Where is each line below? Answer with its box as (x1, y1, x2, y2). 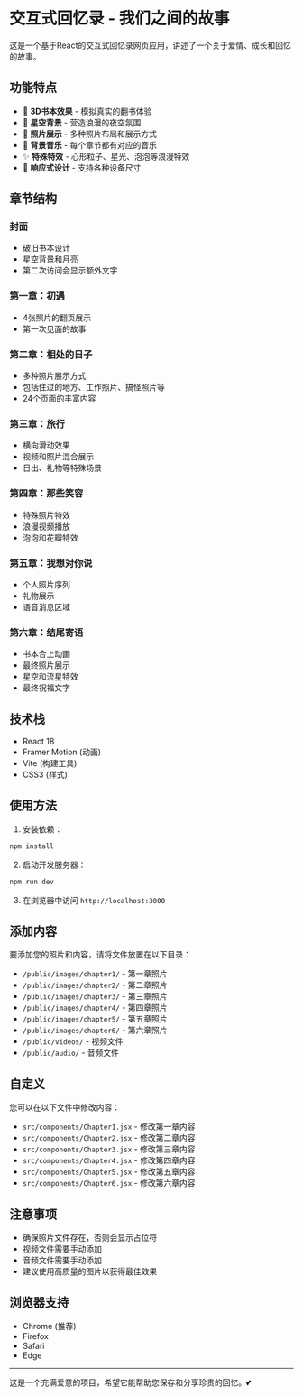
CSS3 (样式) (22, 769, 68, 781)
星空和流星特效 (22, 671, 78, 682)
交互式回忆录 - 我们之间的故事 (9, 8, 230, 29)
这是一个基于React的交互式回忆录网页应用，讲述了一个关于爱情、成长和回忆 (9, 40, 291, 51)
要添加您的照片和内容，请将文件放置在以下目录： (9, 949, 191, 960)
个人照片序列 (22, 578, 70, 589)
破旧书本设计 (22, 243, 70, 254)
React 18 (22, 736, 55, 747)
